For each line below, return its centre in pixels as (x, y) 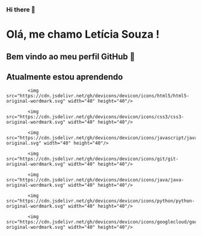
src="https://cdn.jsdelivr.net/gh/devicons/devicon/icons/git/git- (93, 159)
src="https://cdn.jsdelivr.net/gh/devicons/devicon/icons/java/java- (95, 180)
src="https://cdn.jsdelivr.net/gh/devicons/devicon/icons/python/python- (101, 201)
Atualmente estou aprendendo (65, 77)
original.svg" (24, 144)
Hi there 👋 (21, 10)
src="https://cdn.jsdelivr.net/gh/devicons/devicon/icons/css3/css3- (95, 117)
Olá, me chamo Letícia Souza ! (83, 35)
